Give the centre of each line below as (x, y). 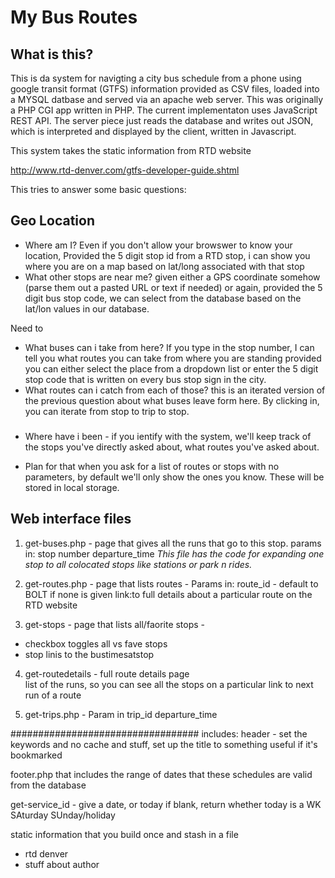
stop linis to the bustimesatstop (89, 654)
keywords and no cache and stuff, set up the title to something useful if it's (164, 744)
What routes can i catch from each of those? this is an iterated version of (175, 390)
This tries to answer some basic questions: (98, 189)
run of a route (53, 695)
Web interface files (71, 519)
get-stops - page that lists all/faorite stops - (115, 624)
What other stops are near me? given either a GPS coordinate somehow (172, 277)
